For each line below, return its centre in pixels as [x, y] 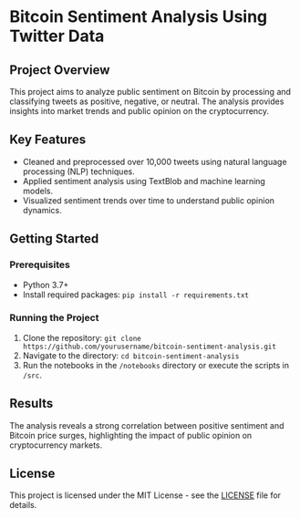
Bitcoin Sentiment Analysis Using [139, 17]
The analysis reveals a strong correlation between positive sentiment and [147, 425]
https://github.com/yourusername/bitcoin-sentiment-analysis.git [149, 347]
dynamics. [42, 210]
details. [23, 505]
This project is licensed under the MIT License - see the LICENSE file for [145, 495]
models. [38, 191]
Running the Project [54, 318]
